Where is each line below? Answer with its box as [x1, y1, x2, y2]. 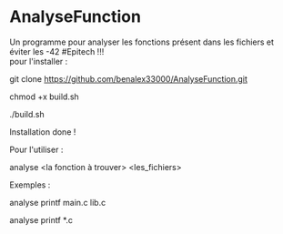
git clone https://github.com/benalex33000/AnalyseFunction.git [9, 73, 248, 84]
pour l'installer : [9, 56, 68, 66]
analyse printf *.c [9, 214, 73, 225]
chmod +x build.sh [9, 91, 79, 102]
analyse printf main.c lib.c [9, 197, 106, 208]
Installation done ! [9, 126, 76, 137]
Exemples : [9, 179, 51, 190]
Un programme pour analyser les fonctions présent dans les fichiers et [9, 36, 275, 47]
